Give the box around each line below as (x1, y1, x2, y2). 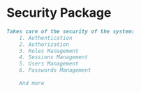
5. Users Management (19, 61, 79, 68)
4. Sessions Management (19, 54, 89, 61)
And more (19, 79, 45, 86)
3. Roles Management (19, 47, 79, 54)
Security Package (6, 5, 112, 21)
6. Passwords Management (19, 67, 91, 74)
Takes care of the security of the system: (6, 28, 135, 35)
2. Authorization (19, 40, 70, 48)
